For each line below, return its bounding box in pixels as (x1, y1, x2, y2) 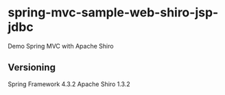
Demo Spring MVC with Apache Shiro (8, 42, 114, 50)
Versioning (8, 62, 56, 73)
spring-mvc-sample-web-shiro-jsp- (8, 5, 219, 21)
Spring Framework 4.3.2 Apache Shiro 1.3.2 (8, 80, 130, 88)
